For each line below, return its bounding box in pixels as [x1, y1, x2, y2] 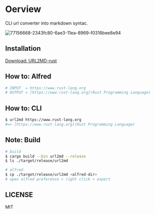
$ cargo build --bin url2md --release [5, 154, 86, 159]
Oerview [5, 4, 41, 15]
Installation [5, 44, 41, 53]
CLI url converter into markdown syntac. [5, 20, 88, 26]
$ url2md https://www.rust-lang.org [5, 117, 81, 122]
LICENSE [5, 190, 33, 199]
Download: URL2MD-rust [5, 58, 57, 64]
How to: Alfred [5, 72, 51, 81]
